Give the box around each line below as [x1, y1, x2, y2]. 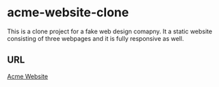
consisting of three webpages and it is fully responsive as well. [7, 34, 184, 42]
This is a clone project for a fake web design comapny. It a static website [7, 27, 213, 35]
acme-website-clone [7, 5, 129, 20]
